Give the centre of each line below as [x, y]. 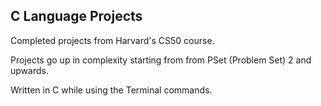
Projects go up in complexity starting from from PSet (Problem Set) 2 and [161, 60]
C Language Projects [76, 16]
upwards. [29, 70]
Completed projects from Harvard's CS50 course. [112, 40]
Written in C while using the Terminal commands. [111, 90]
